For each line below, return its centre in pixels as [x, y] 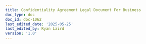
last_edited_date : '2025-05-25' [39, 24]
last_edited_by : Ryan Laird [35, 29]
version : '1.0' [21, 33]
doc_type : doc [20, 15]
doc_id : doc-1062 [23, 19]
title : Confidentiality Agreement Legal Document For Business [73, 10]
